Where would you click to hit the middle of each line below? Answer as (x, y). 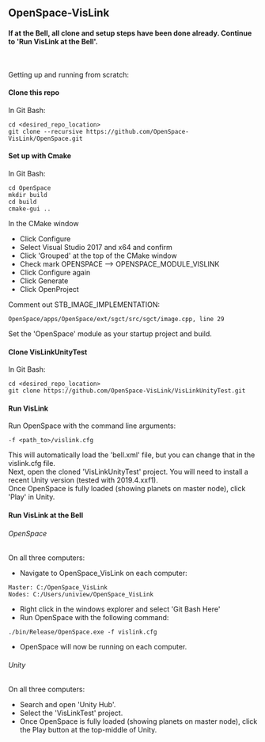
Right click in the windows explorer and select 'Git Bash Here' (120, 609)
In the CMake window (44, 223)
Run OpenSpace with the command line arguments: (92, 426)
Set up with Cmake (40, 156)
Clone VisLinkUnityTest (48, 352)
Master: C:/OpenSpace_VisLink (58, 588)
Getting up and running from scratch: (68, 74)
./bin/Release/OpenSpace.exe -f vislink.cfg (83, 632)
